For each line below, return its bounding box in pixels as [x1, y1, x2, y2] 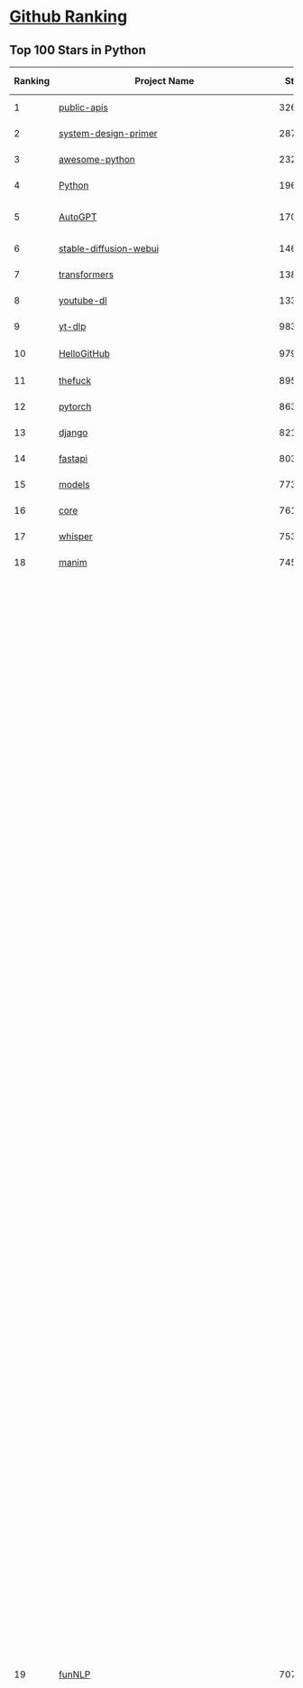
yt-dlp [58, 321, 87, 332]
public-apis [58, 101, 108, 114]
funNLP [58, 1668, 91, 1681]
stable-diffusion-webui [58, 242, 160, 255]
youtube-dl [58, 294, 107, 306]
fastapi [58, 452, 88, 464]
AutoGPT [58, 210, 97, 223]
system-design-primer [58, 127, 158, 139]
